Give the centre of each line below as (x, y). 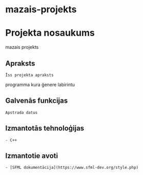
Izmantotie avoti (32, 156)
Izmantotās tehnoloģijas (45, 129)
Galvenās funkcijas (37, 101)
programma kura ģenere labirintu (40, 84)
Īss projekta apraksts (29, 75)
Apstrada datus (22, 112)
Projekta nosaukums (50, 33)
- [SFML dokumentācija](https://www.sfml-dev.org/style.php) (72, 168)
